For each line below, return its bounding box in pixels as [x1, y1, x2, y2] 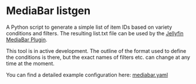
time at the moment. [6, 60, 55, 67]
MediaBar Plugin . [6, 36, 48, 43]
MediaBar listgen [6, 4, 91, 18]
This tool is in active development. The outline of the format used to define [6, 47, 187, 54]
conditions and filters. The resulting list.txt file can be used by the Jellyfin [6, 29, 184, 36]
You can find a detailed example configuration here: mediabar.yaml [6, 71, 168, 78]
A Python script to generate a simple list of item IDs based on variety [6, 23, 173, 31]
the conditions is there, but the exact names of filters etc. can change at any [6, 53, 191, 61]
